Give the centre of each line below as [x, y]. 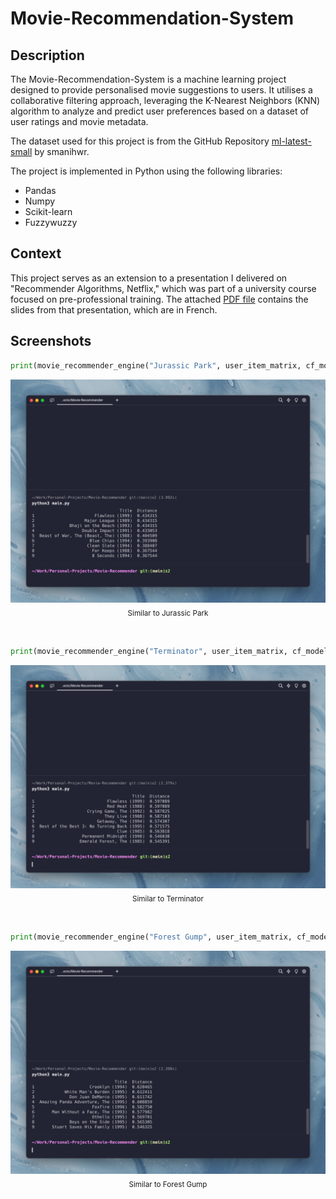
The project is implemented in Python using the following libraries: [146, 171]
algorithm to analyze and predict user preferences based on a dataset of [160, 111]
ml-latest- [291, 141]
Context [36, 253]
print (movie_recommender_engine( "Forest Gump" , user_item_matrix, [151, 937]
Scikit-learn [48, 211]
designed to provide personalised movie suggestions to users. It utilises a [161, 90]
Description [47, 55]
